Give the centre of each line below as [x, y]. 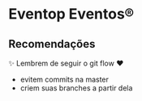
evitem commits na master [65, 79]
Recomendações [52, 44]
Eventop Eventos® [71, 14]
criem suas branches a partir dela [76, 88]
